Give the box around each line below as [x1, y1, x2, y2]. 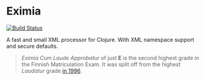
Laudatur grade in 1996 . [21, 67, 83, 74]
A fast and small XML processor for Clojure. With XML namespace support [6, 36, 195, 43]
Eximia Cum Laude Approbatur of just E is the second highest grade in [21, 54, 199, 61]
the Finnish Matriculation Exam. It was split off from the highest [21, 61, 181, 68]
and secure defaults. [6, 42, 58, 50]
